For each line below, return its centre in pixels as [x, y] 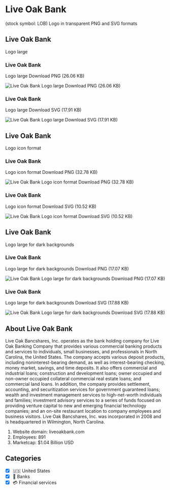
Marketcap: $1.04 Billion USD [43, 442]
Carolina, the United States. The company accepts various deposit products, [85, 357]
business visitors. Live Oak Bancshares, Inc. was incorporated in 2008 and [83, 416]
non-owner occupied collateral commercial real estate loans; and [73, 378]
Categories [23, 458]
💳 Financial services [35, 482]
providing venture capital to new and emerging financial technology [76, 406]
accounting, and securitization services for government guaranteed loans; [83, 389]
